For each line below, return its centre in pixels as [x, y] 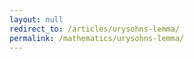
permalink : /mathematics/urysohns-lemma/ [97, 38]
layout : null [36, 19]
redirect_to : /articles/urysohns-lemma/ [95, 29]
